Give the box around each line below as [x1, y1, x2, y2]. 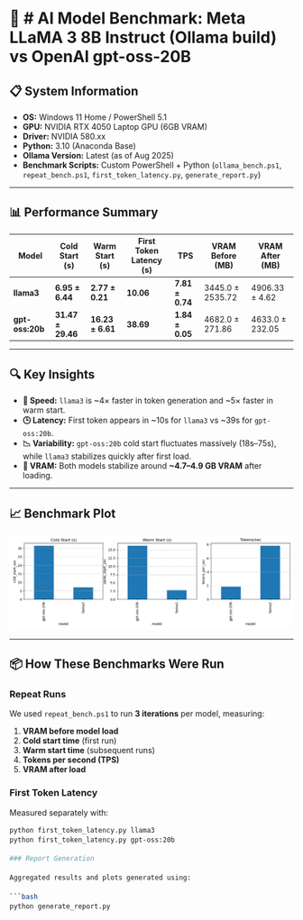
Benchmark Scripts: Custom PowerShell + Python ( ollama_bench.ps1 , [22, 159, 282, 170]
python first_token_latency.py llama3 [9, 825, 155, 834]
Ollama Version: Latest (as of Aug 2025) [22, 150, 174, 160]
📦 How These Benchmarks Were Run [9, 657, 225, 672]
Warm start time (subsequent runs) [22, 745, 156, 756]
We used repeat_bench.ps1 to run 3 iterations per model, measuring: [9, 708, 265, 719]
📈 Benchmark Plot [9, 506, 116, 521]
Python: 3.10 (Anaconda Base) [22, 141, 137, 151]
